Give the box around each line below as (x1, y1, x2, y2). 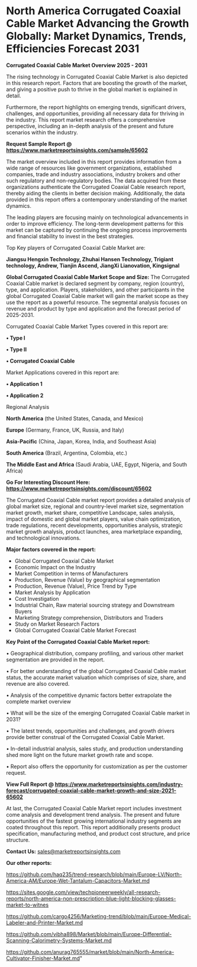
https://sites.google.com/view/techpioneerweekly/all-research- (6, 889, 161, 896)
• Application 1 (6, 380, 43, 387)
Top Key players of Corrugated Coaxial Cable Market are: (6, 244, 146, 251)
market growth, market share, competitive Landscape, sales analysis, (6, 509, 175, 516)
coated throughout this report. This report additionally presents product (6, 823, 180, 830)
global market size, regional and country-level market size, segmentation (6, 503, 184, 510)
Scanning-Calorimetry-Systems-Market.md (6, 937, 112, 944)
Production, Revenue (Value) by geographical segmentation (14, 576, 161, 583)
